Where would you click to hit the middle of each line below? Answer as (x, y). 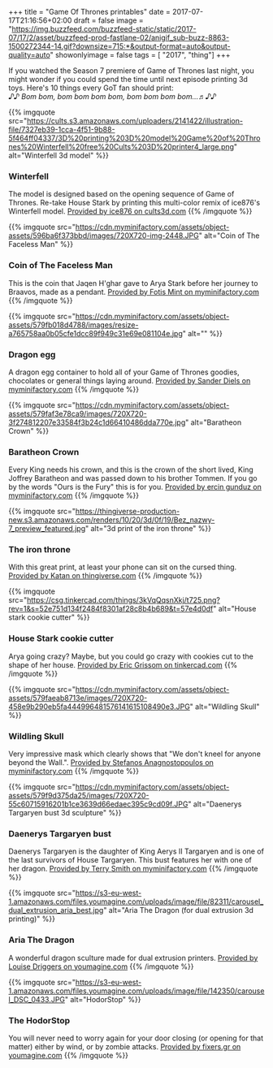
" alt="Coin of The (229, 236)
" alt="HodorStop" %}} (103, 999)
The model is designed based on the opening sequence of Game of (121, 194)
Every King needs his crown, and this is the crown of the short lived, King (131, 469)
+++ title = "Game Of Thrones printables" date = (89, 12)
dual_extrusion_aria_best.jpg (56, 910)
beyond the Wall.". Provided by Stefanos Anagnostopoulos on (111, 763)
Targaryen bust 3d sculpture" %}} (65, 813)
